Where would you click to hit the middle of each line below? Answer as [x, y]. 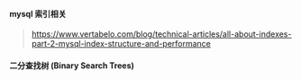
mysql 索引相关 [38, 13]
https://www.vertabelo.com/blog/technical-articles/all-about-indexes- [161, 34]
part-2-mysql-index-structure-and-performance [121, 44]
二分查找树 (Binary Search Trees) [72, 65]
